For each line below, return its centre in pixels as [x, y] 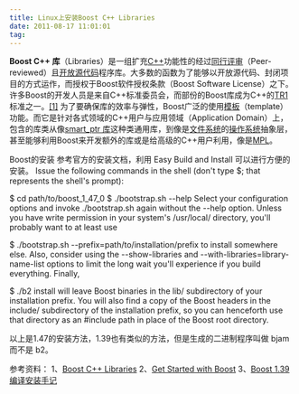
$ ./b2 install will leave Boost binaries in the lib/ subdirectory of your [136, 291]
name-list [27, 264]
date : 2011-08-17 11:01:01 [60, 26]
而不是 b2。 [32, 350]
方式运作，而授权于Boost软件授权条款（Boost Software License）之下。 [159, 84]
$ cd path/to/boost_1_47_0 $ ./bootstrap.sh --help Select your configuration [149, 199]
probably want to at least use [63, 228]
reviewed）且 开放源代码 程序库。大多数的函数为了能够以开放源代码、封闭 [145, 72]
